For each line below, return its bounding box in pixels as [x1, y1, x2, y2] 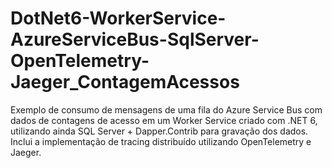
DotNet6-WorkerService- [10, 7, 227, 30]
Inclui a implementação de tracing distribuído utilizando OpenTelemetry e [10, 135, 312, 147]
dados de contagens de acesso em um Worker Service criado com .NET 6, [10, 114, 318, 126]
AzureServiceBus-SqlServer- [10, 28, 260, 51]
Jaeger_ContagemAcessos [10, 71, 240, 94]
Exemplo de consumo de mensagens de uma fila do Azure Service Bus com [10, 103, 323, 116]
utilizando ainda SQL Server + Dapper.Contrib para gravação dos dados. [10, 125, 309, 137]
